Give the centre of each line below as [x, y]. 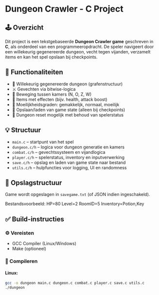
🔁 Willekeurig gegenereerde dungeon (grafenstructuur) [67, 84]
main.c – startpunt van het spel [43, 142]
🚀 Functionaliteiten [34, 72]
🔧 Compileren [21, 262]
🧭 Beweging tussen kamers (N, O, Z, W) [52, 94]
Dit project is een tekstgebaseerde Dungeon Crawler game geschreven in [79, 41]
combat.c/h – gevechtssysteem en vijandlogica [59, 152]
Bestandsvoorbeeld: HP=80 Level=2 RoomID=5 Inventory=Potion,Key [75, 204]
